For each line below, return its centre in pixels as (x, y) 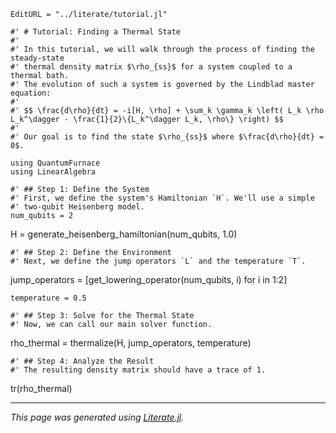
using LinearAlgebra (53, 172)
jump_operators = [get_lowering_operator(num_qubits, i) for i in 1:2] (149, 279)
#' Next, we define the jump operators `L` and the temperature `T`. (158, 261)
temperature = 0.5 (48, 298)
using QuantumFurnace (55, 163)
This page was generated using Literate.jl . (97, 417)
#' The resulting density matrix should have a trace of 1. (138, 370)
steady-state (37, 58)
